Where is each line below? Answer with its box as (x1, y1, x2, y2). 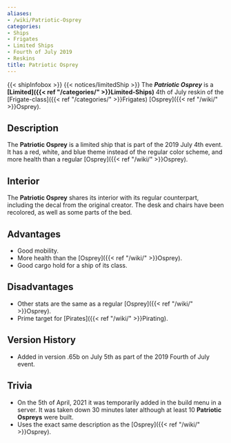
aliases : (7, 10, 32, 17)
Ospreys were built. (17, 413, 74, 421)
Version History (7, 334, 76, 346)
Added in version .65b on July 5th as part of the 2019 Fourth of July (17, 353, 210, 361)
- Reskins (7, 55, 36, 62)
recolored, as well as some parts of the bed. (7, 208, 132, 217)
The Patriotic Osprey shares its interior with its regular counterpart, (7, 194, 199, 202)
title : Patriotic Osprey (7, 61, 79, 68)
